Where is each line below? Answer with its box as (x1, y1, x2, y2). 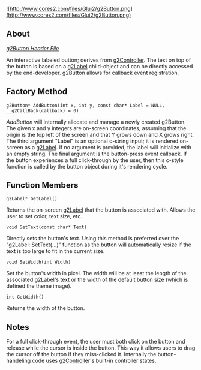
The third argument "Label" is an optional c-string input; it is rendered (6, 137, 179, 145)
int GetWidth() (6, 294, 44, 300)
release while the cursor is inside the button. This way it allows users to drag (6, 344, 196, 351)
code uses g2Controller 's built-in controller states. (32, 357, 157, 365)
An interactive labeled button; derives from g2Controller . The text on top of (6, 56, 191, 64)
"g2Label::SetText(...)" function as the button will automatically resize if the (6, 241, 192, 248)
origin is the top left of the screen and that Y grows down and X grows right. (6, 131, 194, 138)
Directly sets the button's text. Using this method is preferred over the (6, 235, 179, 242)
